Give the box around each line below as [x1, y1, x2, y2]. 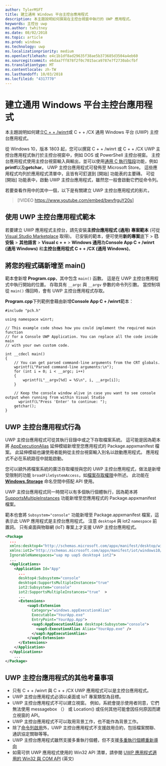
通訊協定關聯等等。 [12, 731, 52, 737]
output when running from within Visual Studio [5, 395, 105, 400]
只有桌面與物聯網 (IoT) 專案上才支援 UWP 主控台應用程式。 [19, 524, 139, 530]
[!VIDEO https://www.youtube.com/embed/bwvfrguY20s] [17, 197, 134, 203]
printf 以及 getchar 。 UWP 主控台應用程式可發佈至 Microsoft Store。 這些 [5, 164, 153, 170]
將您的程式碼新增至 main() [5, 261, 85, 270]
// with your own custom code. [5, 343, 70, 348]
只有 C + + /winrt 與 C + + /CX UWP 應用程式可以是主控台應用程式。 [12, 688, 152, 694]
